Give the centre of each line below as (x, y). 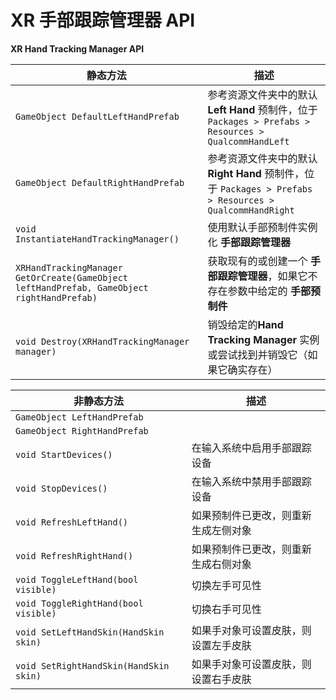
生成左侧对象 (221, 530)
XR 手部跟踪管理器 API (103, 20)
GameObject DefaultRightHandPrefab (100, 182)
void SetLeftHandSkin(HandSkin (90, 632)
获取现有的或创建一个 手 (264, 261)
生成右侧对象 (221, 564)
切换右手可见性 (226, 609)
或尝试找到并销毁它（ (257, 354)
